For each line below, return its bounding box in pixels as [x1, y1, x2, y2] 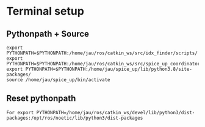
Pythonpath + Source [6, 29, 90, 39]
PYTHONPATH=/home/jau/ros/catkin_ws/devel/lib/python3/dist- [36, 109, 195, 115]
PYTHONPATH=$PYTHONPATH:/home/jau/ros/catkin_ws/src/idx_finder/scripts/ [6, 50, 198, 56]
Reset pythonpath [6, 93, 76, 104]
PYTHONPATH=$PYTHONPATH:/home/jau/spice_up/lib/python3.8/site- [25, 66, 192, 72]
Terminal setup [6, 4, 84, 18]
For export [6, 109, 34, 115]
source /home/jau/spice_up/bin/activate [6, 77, 111, 83]
